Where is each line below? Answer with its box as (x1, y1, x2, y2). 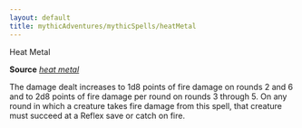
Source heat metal (9, 64, 80, 75)
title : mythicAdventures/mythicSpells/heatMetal (9, 22, 197, 31)
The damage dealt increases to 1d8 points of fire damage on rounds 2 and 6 (9, 81, 294, 92)
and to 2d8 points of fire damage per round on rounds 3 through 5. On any (9, 91, 287, 102)
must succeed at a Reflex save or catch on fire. (9, 110, 186, 121)
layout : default (9, 13, 71, 23)
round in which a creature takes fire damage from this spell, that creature (9, 100, 283, 111)
